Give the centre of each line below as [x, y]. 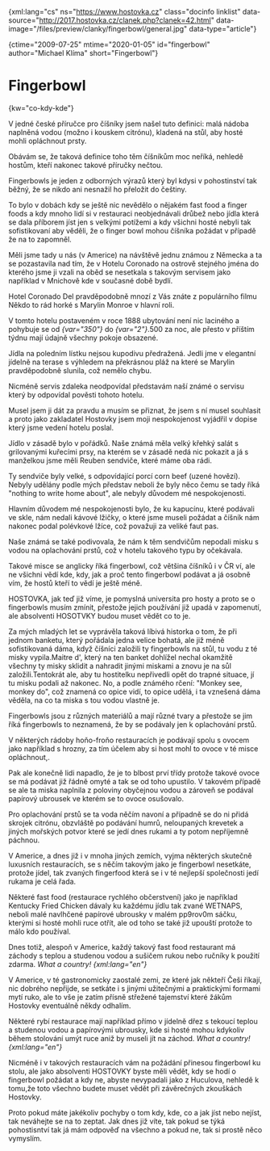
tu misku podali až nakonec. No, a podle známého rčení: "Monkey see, [125, 683]
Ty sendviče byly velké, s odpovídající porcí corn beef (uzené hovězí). [124, 476]
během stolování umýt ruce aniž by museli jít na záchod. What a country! [129, 1038]
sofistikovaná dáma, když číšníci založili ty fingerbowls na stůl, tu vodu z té [133, 649]
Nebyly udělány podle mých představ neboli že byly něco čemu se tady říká [134, 485]
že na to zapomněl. [40, 239]
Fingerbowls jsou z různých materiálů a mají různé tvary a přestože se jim [131, 716]
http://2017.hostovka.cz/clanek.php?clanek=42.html [125, 20]
